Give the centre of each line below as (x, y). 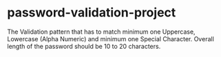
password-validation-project (92, 13)
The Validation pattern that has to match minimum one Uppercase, (101, 32)
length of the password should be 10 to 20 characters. (84, 46)
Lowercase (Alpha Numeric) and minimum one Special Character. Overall (111, 38)
